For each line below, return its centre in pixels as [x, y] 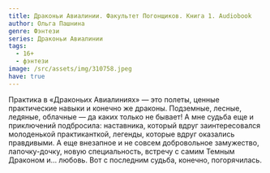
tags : [17, 46]
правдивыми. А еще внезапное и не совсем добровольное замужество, [134, 142]
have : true [27, 76]
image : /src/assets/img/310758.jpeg [70, 69]
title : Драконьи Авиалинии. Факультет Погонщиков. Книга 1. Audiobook [130, 16]
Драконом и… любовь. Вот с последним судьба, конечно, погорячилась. [135, 160]
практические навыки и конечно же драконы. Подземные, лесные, [125, 108]
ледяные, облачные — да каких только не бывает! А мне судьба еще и [131, 117]
